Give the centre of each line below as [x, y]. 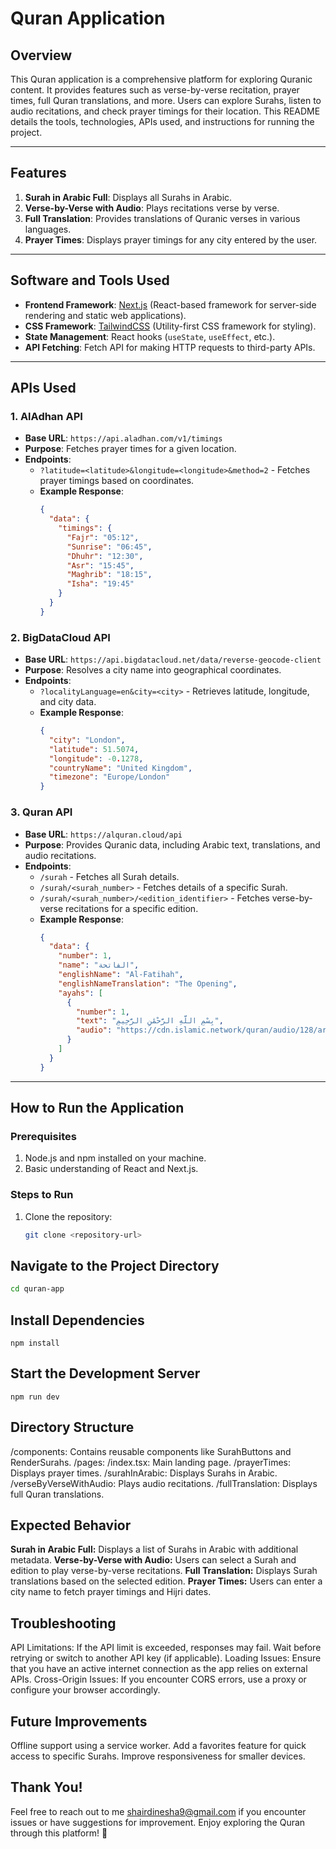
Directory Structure [72, 1427]
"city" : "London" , [87, 740]
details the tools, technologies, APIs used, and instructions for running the [162, 121]
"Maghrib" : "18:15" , [109, 575]
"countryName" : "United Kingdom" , [120, 768]
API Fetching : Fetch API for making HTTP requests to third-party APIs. [170, 347]
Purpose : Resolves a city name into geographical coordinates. [153, 670]
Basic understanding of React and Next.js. [111, 1169]
